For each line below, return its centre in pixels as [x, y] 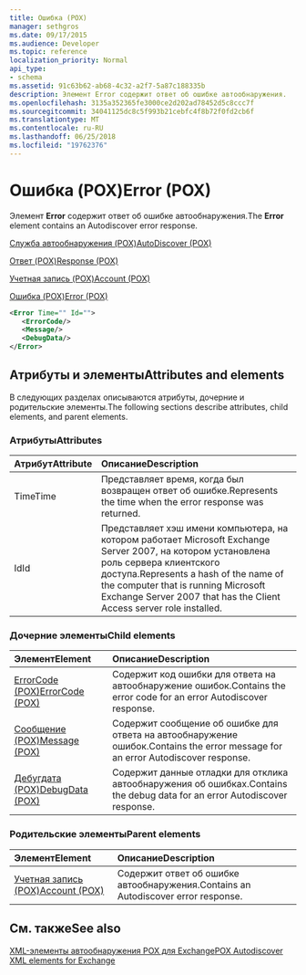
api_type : [28, 69]
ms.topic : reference [49, 52]
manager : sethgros [44, 26]
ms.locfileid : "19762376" [58, 145]
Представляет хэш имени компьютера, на [194, 529]
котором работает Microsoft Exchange [185, 540]
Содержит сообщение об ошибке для [196, 724]
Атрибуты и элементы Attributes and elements [147, 375]
